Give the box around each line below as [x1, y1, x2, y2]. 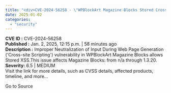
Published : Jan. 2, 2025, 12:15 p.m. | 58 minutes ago [5, 41, 117, 47]
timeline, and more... [5, 73, 48, 79]
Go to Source [5, 83, 33, 89]
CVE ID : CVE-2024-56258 [5, 36, 62, 42]
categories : [5, 17, 31, 22]
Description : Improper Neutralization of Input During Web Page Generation [5, 46, 164, 52]
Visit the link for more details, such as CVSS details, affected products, [5, 68, 154, 74]
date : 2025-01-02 [5, 12, 42, 17]
